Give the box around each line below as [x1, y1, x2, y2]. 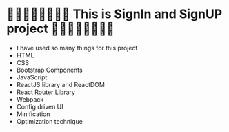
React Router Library [16, 88, 75, 96]
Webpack [16, 95, 44, 103]
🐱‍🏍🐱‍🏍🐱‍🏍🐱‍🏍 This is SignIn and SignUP [6, 6, 223, 22]
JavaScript [16, 73, 48, 82]
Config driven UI [16, 102, 63, 111]
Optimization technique [16, 117, 83, 125]
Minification [16, 110, 50, 118]
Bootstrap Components [16, 66, 83, 74]
